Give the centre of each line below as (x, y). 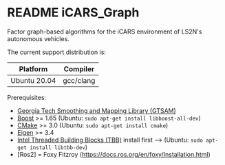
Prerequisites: (27, 97)
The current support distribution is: (57, 52)
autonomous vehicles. (39, 38)
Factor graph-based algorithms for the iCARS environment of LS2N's (105, 31)
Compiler (79, 68)
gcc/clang (79, 80)
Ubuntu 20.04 (33, 80)
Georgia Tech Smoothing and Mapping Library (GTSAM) (97, 110)
